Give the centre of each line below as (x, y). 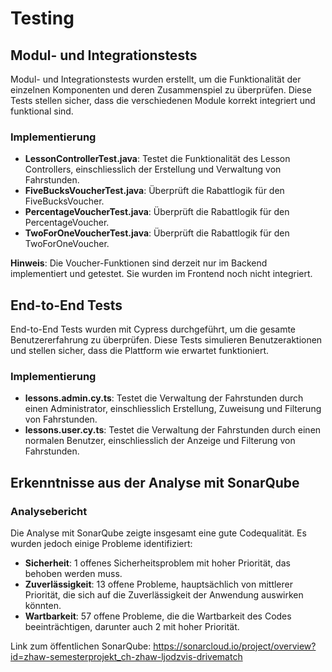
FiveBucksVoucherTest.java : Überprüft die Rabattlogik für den (154, 191)
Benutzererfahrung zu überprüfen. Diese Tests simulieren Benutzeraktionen (166, 340)
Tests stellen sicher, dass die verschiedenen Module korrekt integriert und (163, 100)
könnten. (43, 606)
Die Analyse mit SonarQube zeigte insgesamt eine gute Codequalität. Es (158, 533)
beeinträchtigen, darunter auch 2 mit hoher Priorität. (132, 627)
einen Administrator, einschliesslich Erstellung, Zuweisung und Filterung (173, 409)
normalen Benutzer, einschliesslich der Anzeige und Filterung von (160, 441)
